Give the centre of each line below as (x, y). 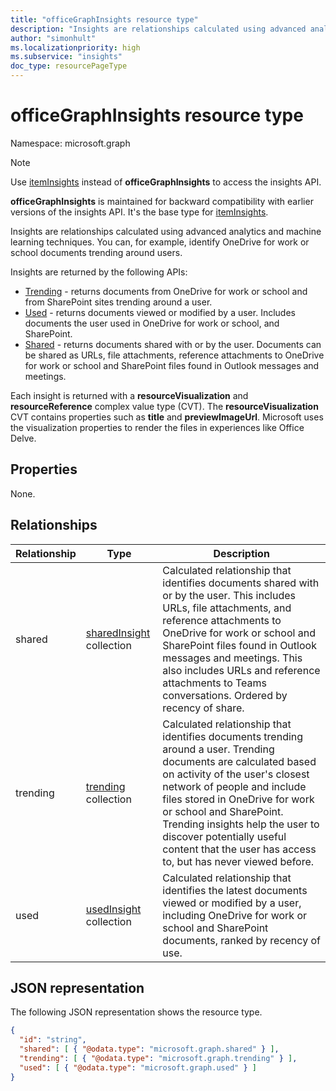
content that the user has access (239, 849)
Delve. (23, 438)
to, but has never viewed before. (238, 861)
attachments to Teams (215, 683)
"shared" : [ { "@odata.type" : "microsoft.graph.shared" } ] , (149, 1049)
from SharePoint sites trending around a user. (118, 302)
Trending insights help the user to (241, 824)
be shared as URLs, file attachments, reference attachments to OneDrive (174, 355)
